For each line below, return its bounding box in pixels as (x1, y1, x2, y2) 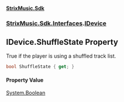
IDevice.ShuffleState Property (6, 37, 119, 47)
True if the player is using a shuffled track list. (6, 52, 116, 59)
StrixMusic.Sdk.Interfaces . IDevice (6, 19, 106, 27)
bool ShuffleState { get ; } (6, 64, 75, 70)
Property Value (6, 76, 44, 83)
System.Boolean (6, 89, 46, 96)
